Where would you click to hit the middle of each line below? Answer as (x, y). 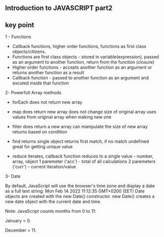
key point (20, 25)
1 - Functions (18, 37)
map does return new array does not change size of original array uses (84, 112)
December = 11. (21, 230)
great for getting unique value (42, 147)
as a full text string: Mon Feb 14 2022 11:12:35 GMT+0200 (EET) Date (75, 191)
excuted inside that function (41, 83)
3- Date (13, 176)
